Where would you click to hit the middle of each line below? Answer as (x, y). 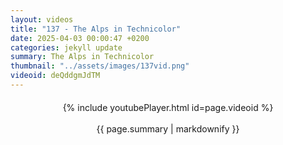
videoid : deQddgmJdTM (55, 76)
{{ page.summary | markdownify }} (168, 128)
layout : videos (42, 19)
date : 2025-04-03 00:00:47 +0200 (80, 38)
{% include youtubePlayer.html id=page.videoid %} (168, 107)
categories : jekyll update (66, 47)
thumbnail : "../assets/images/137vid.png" (100, 66)
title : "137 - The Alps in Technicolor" (96, 29)
